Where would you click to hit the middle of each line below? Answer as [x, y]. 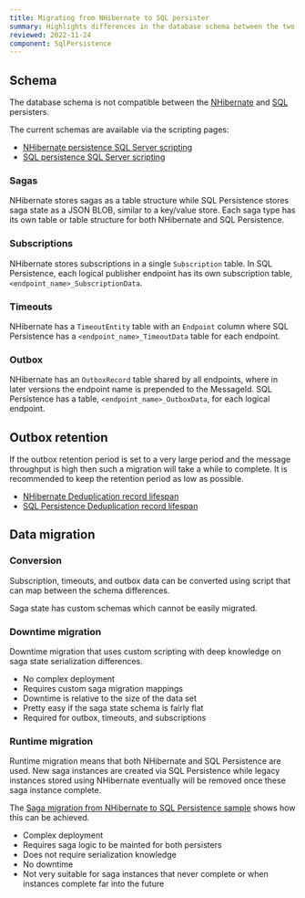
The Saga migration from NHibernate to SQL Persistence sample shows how [152, 808]
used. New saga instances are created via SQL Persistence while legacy [145, 771]
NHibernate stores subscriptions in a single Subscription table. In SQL [141, 263]
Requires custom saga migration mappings [103, 689]
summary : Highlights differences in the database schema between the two [152, 26]
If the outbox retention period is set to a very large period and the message [150, 459]
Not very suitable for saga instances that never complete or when [145, 874]
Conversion [36, 560]
